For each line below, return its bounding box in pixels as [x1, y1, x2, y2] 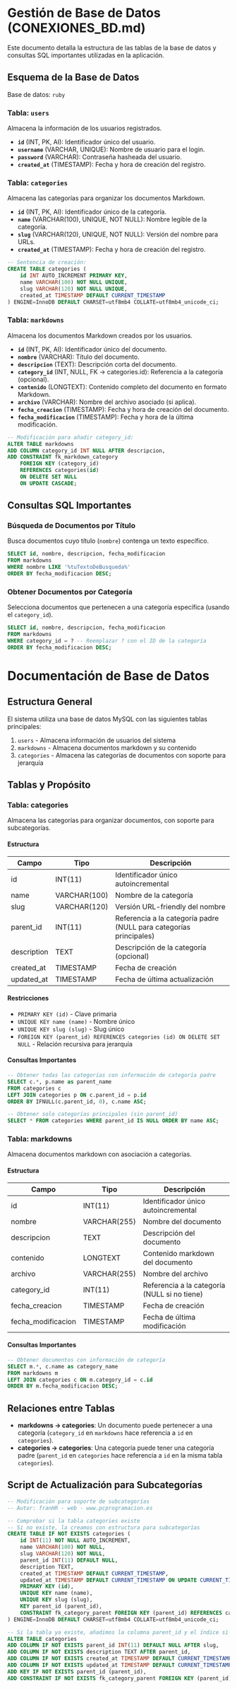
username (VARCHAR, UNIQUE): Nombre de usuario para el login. [17, 145, 205, 154]
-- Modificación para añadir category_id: [7, 434, 134, 441]
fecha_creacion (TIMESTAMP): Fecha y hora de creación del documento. [17, 405, 229, 413]
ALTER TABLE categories [7, 1635, 78, 1642]
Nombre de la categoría [115, 890, 194, 900]
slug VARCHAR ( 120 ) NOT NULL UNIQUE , [20, 285, 128, 292]
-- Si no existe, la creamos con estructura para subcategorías [7, 1523, 200, 1531]
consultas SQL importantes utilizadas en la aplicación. [7, 51, 164, 59]
